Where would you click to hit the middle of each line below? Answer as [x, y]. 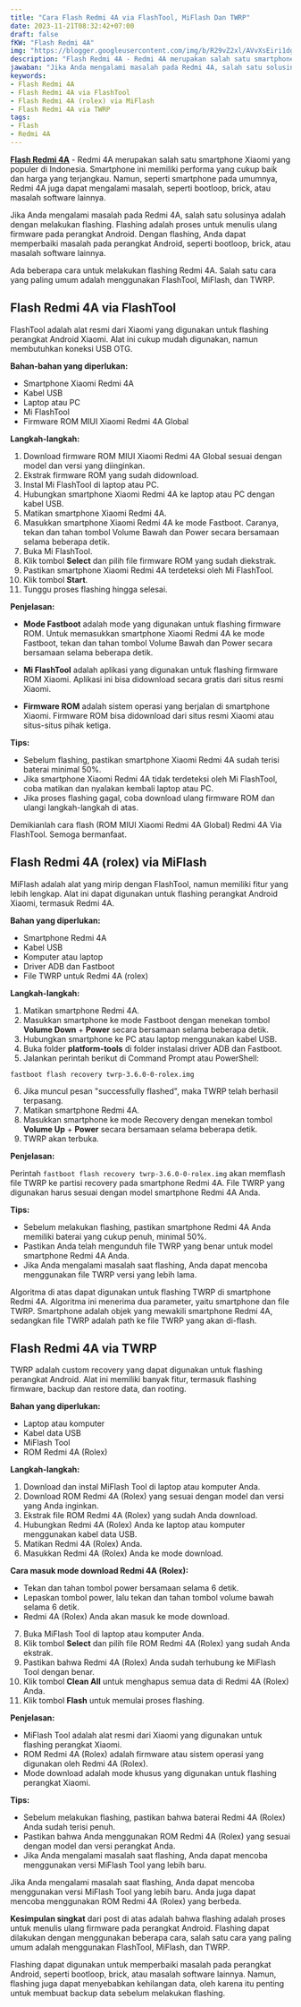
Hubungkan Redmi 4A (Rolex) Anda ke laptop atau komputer [134, 1525]
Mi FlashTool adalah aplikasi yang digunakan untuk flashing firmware [150, 670]
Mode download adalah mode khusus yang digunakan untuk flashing [150, 1773]
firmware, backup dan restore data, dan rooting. [98, 1389]
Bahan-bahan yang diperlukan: [69, 366]
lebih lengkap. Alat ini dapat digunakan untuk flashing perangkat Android [144, 893]
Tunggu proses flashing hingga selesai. [95, 589]
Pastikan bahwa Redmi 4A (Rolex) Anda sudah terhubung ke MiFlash [149, 1662]
